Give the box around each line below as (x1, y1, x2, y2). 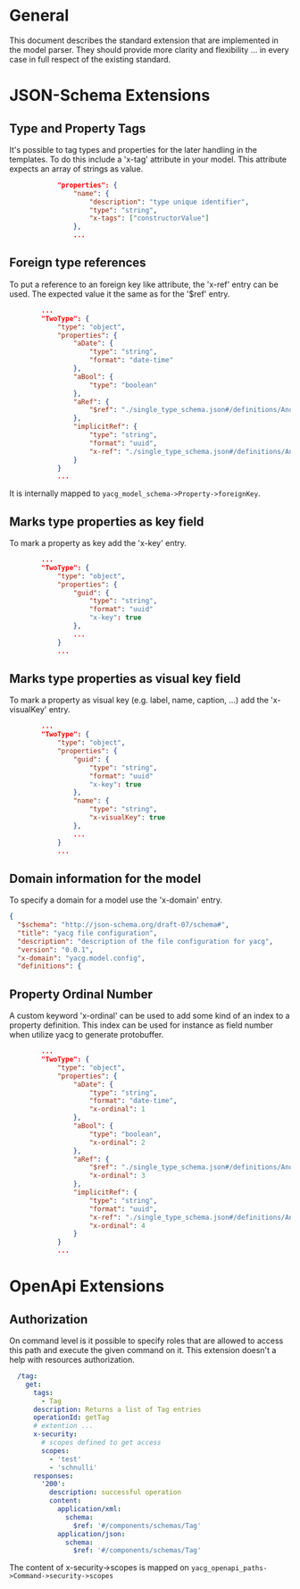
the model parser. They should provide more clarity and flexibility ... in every (9, 44, 289, 55)
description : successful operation (48, 1488, 181, 1497)
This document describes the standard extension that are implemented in (9, 35, 279, 46)
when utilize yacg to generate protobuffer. (9, 1030, 164, 1040)
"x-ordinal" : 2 (88, 1138, 146, 1147)
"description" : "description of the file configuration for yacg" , (17, 937, 274, 946)
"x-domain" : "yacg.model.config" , (17, 954, 146, 963)
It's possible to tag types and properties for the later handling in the (9, 144, 257, 155)
